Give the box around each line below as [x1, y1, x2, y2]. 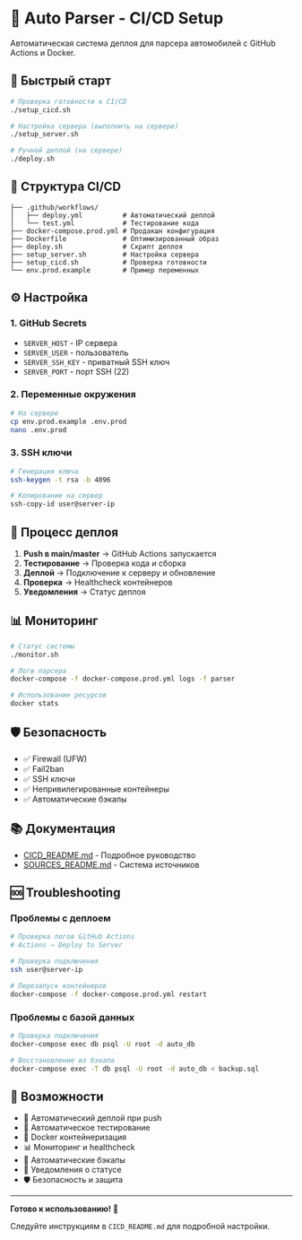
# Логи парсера [10, 666, 67, 675]
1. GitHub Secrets [10, 317, 88, 330]
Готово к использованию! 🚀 [10, 1203, 119, 1214]
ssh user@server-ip [10, 966, 83, 975]
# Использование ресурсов [10, 690, 107, 700]
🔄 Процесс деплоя [10, 525, 119, 540]
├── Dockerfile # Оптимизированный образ [10, 234, 220, 243]
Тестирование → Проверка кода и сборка [22, 558, 186, 568]
